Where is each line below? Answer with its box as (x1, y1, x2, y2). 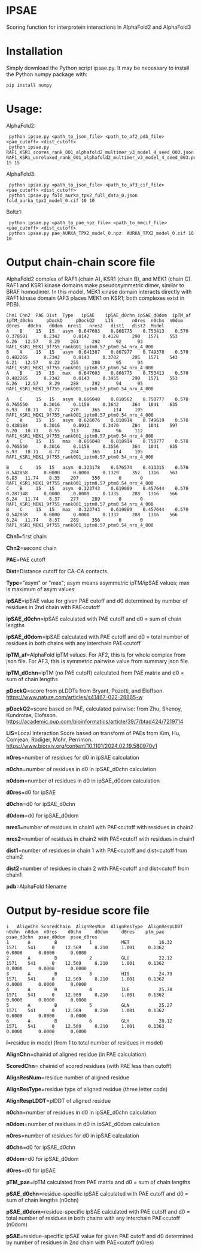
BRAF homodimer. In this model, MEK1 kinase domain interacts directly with (6, 288, 192, 295)
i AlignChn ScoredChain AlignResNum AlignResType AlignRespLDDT (6, 923, 184, 929)
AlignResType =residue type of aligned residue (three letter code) (6, 1085, 168, 1093)
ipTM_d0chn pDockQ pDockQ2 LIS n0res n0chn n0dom (6, 317, 184, 324)
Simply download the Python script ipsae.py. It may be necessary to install (6, 64, 190, 71)
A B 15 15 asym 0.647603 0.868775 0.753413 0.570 (6, 328, 188, 334)
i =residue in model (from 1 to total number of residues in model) (6, 1039, 163, 1046)
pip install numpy (6, 82, 52, 88)
